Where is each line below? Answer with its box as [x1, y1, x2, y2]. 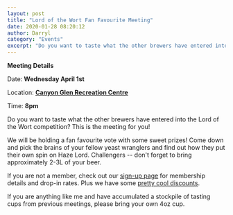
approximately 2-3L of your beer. [7, 158, 102, 166]
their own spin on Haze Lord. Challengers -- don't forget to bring [7, 150, 192, 159]
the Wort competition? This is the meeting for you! [7, 123, 150, 130]
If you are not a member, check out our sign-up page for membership [7, 171, 206, 180]
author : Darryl [7, 29, 51, 37]
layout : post [7, 10, 45, 17]
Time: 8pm [7, 102, 39, 110]
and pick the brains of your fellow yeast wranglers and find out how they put [7, 144, 225, 151]
